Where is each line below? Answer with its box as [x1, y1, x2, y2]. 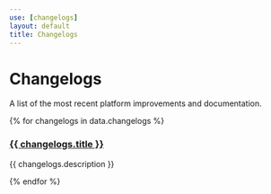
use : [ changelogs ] [9, 13, 78, 22]
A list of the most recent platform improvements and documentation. [9, 98, 262, 109]
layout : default [9, 22, 70, 31]
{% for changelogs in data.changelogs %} [9, 116, 165, 127]
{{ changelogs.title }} [9, 138, 105, 151]
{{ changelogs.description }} [9, 158, 115, 169]
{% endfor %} [9, 176, 61, 187]
